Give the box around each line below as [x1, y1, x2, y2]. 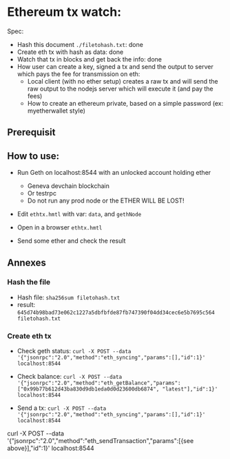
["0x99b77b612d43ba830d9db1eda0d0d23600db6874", [17, 386, 160, 393]
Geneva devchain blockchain [27, 182, 110, 190]
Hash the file [7, 277, 51, 287]
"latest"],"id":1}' [162, 386, 218, 393]
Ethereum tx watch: [7, 4, 122, 20]
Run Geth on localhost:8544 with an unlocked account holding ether [17, 169, 211, 177]
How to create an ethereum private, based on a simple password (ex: [27, 99, 224, 107]
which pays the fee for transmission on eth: [17, 70, 140, 78]
